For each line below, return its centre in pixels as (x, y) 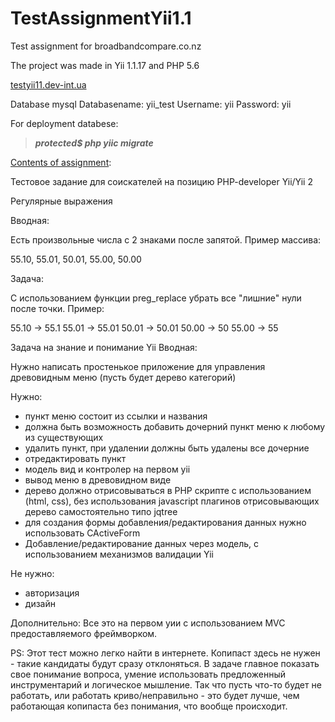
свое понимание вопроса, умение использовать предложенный (148, 674)
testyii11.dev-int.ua (48, 84)
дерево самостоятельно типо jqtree (101, 511)
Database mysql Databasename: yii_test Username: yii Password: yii (151, 104)
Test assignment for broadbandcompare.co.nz (106, 46)
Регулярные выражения (61, 201)
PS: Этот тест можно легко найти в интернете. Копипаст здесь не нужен (165, 653)
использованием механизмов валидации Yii (119, 554)
